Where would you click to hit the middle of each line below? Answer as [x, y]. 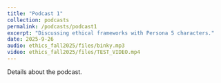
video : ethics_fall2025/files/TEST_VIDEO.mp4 [74, 53]
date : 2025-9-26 [30, 39]
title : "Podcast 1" [35, 13]
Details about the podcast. [45, 72]
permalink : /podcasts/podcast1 [52, 26]
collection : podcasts [38, 20]
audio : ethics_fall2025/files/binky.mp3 [66, 46]
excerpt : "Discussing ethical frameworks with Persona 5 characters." [111, 33]
